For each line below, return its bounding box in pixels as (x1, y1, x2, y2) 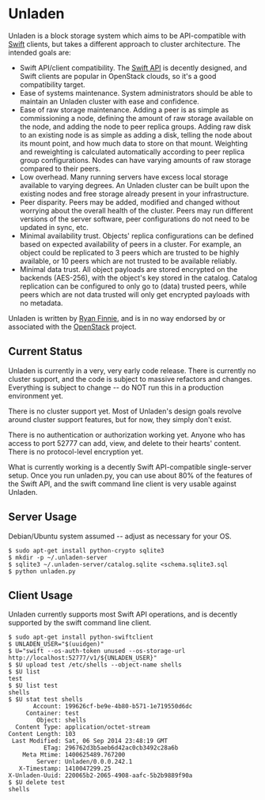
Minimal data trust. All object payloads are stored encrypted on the (19, 264, 238, 274)
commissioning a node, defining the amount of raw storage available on (19, 113, 254, 123)
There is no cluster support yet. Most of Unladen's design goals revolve (8, 406, 242, 416)
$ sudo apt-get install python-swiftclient (8, 633, 154, 641)
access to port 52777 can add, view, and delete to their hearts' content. (8, 438, 241, 447)
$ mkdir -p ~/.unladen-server (8, 553, 108, 561)
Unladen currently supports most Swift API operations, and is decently (8, 609, 238, 619)
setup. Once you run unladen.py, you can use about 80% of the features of (8, 470, 253, 480)
